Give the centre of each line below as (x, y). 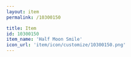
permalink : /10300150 (34, 17)
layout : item (23, 12)
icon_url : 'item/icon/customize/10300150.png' (66, 45)
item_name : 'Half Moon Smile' (45, 40)
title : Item (21, 28)
